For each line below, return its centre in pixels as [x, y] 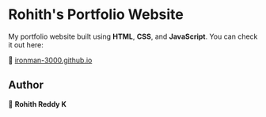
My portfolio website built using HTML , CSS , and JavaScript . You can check [133, 36]
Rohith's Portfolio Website [96, 15]
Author [26, 85]
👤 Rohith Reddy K [38, 104]
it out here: [26, 44]
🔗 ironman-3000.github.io [50, 60]
